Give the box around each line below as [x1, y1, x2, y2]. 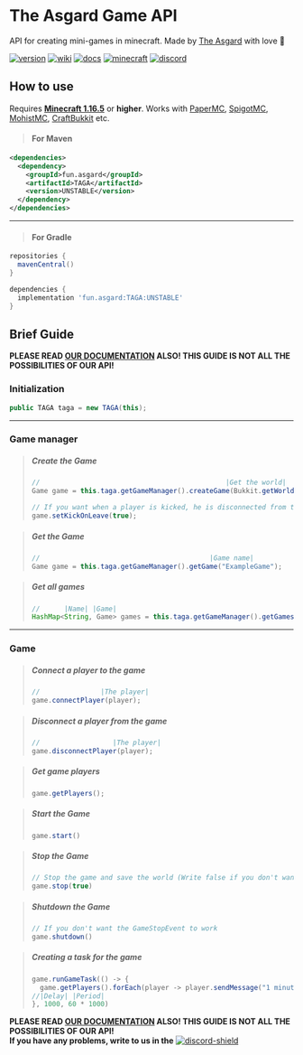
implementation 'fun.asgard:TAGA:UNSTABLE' [17, 293, 183, 303]
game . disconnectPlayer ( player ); [31, 746, 153, 755]
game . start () [31, 831, 81, 840]
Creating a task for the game [31, 952, 142, 963]
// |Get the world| [31, 478, 287, 488]
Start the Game [31, 808, 91, 819]
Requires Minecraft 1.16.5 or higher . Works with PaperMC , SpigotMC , [9, 103, 269, 114]
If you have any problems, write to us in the [9, 1035, 174, 1046]
